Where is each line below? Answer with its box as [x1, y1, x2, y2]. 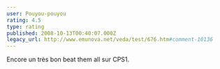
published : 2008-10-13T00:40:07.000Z [6, 29, 117, 37]
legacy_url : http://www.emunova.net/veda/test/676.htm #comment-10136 [6, 36, 214, 43]
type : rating [6, 23, 45, 30]
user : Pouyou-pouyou [6, 10, 67, 17]
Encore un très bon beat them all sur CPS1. [6, 55, 130, 63]
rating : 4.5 [6, 17, 41, 24]
